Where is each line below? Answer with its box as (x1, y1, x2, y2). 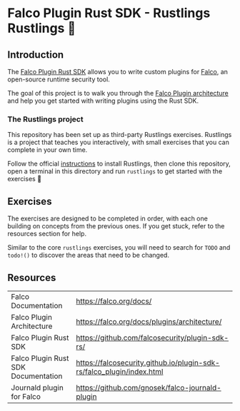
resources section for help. (7, 230, 87, 238)
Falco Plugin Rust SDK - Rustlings (7, 5, 211, 21)
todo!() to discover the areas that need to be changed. (7, 251, 170, 260)
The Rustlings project (7, 114, 84, 124)
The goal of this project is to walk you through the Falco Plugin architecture (7, 89, 229, 97)
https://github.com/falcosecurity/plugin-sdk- (76, 333, 229, 342)
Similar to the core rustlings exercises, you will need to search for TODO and (7, 243, 231, 252)
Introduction (7, 49, 64, 61)
